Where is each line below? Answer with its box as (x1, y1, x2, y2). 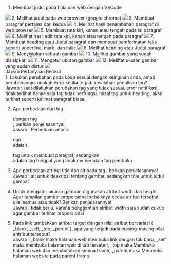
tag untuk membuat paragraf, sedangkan (12, 152, 100, 158)
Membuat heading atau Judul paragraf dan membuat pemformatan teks (5, 39, 157, 45)
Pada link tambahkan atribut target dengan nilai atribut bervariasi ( (12, 220, 153, 226)
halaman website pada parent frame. (12, 253, 91, 259)
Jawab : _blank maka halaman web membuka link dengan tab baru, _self (12, 236, 166, 242)
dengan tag (12, 116, 37, 122)
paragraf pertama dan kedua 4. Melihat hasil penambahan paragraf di (5, 21, 159, 27)
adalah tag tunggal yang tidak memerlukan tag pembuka (12, 158, 132, 163)
